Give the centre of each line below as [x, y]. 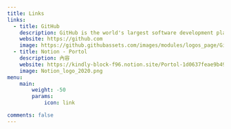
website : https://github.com [61, 39]
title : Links [26, 13]
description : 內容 [45, 58]
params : [43, 97]
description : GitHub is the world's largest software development [117, 33]
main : [27, 84]
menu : [15, 77]
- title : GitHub [36, 26]
